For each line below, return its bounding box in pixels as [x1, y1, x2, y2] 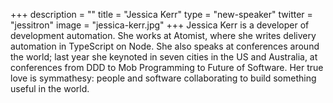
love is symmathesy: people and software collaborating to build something [10, 72, 317, 84]
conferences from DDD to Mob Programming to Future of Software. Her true [10, 62, 324, 73]
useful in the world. [10, 83, 90, 94]
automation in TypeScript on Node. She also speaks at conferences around [10, 40, 320, 52]
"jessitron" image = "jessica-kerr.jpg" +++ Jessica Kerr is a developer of [10, 19, 310, 31]
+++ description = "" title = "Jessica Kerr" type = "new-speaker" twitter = [10, 9, 313, 20]
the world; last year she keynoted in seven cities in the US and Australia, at [10, 51, 318, 63]
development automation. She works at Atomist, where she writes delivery [10, 30, 317, 41]
